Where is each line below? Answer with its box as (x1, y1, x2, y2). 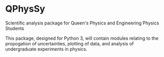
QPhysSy (5, 3, 45, 15)
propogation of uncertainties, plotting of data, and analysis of (5, 40, 134, 46)
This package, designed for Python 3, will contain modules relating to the (5, 35, 159, 41)
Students (5, 25, 24, 31)
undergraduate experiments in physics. (5, 46, 88, 52)
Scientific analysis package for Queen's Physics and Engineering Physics (5, 20, 159, 26)
